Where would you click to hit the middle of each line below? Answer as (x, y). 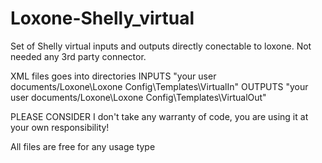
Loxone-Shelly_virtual (102, 18)
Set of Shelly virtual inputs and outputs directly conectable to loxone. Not (161, 46)
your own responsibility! (60, 127)
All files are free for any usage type (83, 146)
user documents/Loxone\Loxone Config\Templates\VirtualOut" (138, 97)
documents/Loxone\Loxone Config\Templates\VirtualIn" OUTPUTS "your (159, 86)
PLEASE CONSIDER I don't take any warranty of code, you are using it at (159, 116)
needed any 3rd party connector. (78, 56)
